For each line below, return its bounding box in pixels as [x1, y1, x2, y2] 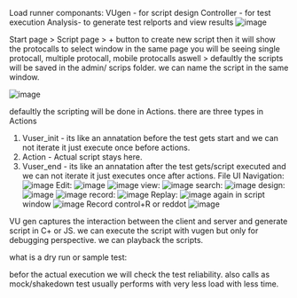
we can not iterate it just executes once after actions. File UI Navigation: [21, 170, 285, 181]
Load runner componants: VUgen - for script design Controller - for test [9, 8, 271, 18]
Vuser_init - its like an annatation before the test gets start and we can [21, 133, 279, 143]
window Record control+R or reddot [21, 199, 187, 209]
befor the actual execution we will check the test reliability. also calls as [9, 270, 270, 279]
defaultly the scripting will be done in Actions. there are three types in [9, 106, 264, 116]
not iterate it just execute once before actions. [21, 142, 191, 153]
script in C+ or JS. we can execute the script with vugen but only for [9, 225, 259, 236]
